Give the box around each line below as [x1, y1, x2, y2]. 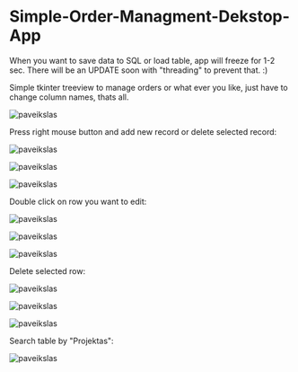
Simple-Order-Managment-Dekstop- [9, 6, 290, 27]
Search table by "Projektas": [9, 335, 114, 346]
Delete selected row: [9, 265, 86, 276]
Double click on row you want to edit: [9, 196, 147, 207]
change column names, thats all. [9, 92, 129, 102]
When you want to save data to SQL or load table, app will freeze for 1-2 [9, 55, 276, 66]
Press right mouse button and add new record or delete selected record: [9, 126, 277, 137]
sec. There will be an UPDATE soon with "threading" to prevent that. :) [9, 65, 268, 75]
